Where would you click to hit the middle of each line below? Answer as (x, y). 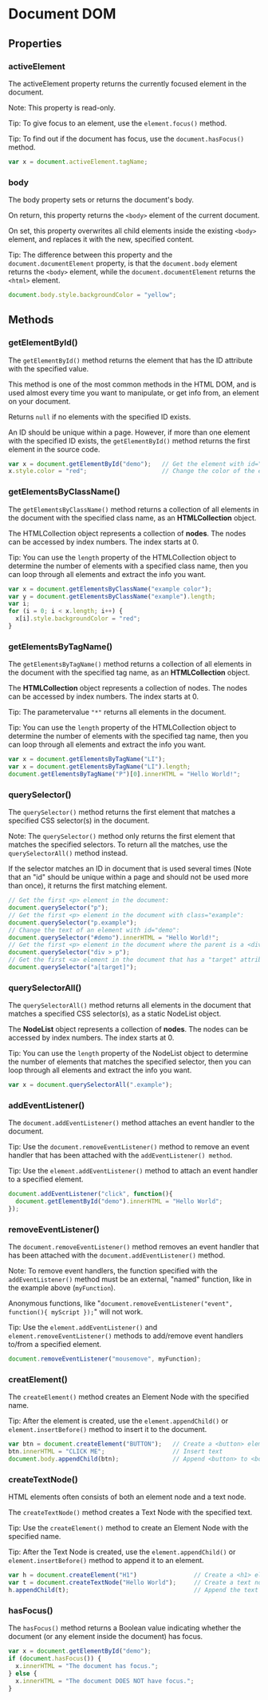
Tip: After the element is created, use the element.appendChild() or (118, 1421)
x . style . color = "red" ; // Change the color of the (132, 471)
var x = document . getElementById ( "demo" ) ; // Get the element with (126, 464)
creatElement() (38, 1380)
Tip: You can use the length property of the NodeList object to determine (128, 1053)
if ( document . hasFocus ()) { (55, 1659)
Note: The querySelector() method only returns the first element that (122, 836)
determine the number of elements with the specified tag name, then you (128, 736)
